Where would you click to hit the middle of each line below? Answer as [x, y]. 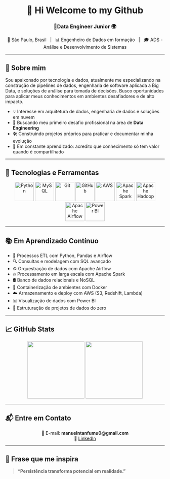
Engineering [26, 128]
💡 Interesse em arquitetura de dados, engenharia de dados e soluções [86, 112]
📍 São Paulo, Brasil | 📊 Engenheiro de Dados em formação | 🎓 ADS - [85, 40]
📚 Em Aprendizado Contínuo [52, 241]
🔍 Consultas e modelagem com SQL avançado [62, 261]
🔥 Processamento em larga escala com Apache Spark [69, 274]
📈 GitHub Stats [30, 329]
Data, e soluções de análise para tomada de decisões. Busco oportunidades [84, 91]
